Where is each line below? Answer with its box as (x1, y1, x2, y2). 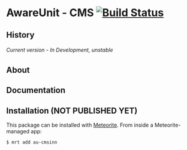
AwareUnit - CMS (6, 6, 94, 20)
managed (6, 127, 30, 134)
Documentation (6, 85, 66, 96)
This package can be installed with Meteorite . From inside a (6, 121, 154, 128)
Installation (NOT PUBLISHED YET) (6, 105, 138, 116)
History (6, 30, 35, 40)
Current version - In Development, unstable (6, 47, 113, 54)
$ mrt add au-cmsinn (6, 139, 58, 145)
